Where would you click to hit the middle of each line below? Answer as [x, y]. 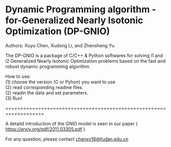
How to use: [18, 76]
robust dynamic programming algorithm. [48, 66]
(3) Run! [14, 98]
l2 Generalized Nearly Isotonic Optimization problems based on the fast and [85, 61]
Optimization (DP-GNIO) [58, 31]
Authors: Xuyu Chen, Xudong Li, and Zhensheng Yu [60, 45]
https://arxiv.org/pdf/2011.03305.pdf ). [46, 129]
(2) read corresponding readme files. [44, 87]
